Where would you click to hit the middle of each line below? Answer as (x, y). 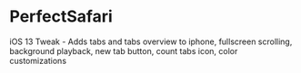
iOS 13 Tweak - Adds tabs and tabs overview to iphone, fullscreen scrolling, (151, 41)
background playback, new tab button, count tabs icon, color (124, 50)
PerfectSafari (61, 17)
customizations (38, 60)
